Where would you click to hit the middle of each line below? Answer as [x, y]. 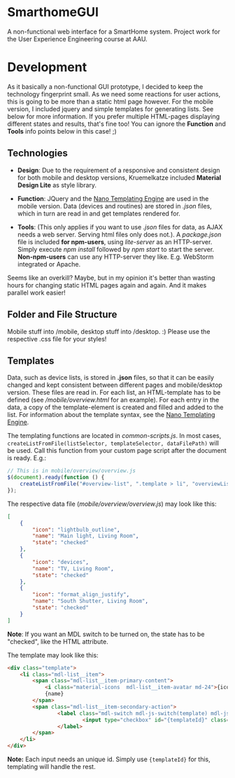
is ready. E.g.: [27, 458]
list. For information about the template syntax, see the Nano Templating [111, 415]
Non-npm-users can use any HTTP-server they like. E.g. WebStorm [115, 257]
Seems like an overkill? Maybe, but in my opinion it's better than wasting [111, 278]
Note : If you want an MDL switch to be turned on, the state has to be [106, 634]
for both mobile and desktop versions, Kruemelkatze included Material [119, 177]
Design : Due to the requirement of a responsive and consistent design [119, 170]
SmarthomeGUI [53, 12]
